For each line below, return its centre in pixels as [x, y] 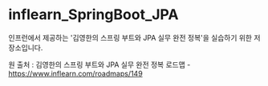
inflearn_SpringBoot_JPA [93, 15]
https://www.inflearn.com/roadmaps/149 [75, 73]
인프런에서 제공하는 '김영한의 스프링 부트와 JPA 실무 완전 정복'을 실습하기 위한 [130, 37]
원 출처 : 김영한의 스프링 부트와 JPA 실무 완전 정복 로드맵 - [99, 64]
